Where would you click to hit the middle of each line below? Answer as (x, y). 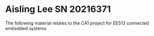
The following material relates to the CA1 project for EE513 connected (77, 23)
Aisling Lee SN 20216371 (58, 9)
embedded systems (26, 28)
